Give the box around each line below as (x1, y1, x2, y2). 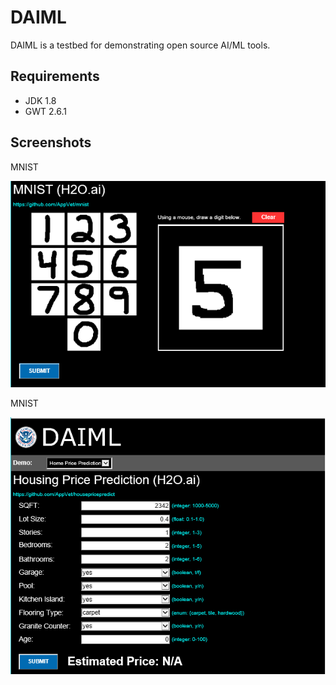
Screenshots (10, 134, 92, 151)
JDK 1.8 (24, 94, 57, 106)
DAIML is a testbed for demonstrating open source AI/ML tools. (10, 39, 271, 51)
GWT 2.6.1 (24, 105, 67, 117)
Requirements (10, 68, 100, 85)
